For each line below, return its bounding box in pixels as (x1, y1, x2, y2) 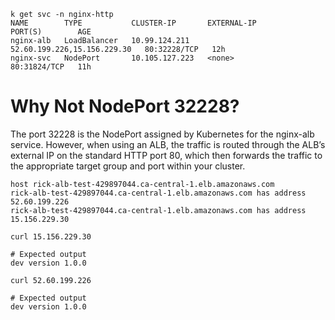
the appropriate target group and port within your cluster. (10, 160, 246, 172)
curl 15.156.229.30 (10, 231, 92, 242)
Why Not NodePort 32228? (10, 95, 240, 118)
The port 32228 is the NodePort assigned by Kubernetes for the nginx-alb (10, 128, 315, 140)
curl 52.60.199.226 (10, 275, 92, 285)
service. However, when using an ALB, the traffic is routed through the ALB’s (10, 138, 326, 150)
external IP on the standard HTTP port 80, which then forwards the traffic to (10, 149, 323, 161)
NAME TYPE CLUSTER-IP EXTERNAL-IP (10, 18, 257, 28)
